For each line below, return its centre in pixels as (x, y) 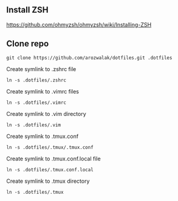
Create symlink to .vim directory (46, 114)
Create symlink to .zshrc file (41, 69)
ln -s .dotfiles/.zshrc (36, 80)
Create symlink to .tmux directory (48, 181)
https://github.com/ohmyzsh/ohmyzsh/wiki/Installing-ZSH (79, 24)
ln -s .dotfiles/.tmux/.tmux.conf (50, 147)
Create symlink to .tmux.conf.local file (54, 158)
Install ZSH (27, 10)
